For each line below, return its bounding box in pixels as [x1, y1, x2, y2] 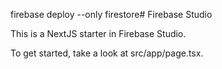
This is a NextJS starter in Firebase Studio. [10, 28, 187, 39]
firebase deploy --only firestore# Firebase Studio [10, 9, 213, 20]
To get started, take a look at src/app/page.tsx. [10, 47, 204, 59]
